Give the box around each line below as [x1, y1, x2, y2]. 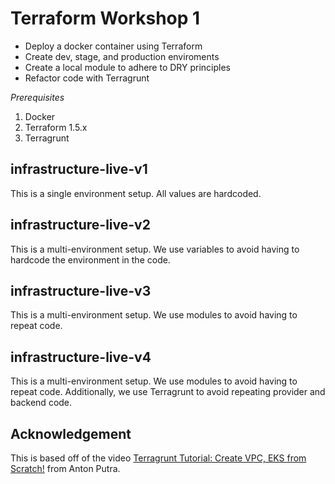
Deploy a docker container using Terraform [24, 40, 203, 52]
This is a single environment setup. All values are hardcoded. [10, 187, 262, 199]
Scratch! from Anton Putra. [10, 463, 121, 474]
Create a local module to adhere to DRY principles [24, 61, 231, 73]
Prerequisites [10, 91, 65, 103]
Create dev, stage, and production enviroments [24, 50, 220, 62]
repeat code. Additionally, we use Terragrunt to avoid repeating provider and [10, 386, 326, 398]
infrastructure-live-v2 [10, 217, 151, 234]
